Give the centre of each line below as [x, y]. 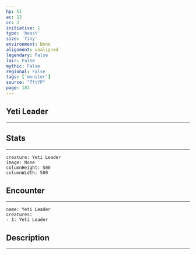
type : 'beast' [23, 33]
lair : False [20, 60]
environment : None [28, 45]
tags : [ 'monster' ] [28, 77]
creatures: [19, 215]
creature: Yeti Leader [34, 157]
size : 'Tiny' [22, 39]
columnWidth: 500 [27, 173]
